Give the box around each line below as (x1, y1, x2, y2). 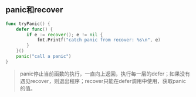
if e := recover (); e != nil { (26, 32, 103, 37)
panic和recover (5, 5, 63, 15)
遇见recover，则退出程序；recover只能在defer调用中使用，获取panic (19, 77, 186, 84)
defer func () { (16, 26, 53, 32)
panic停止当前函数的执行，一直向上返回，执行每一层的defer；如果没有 (19, 70, 190, 77)
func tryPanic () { (5, 20, 50, 27)
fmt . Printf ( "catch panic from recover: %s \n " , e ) (36, 37, 161, 43)
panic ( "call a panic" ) (16, 54, 72, 60)
